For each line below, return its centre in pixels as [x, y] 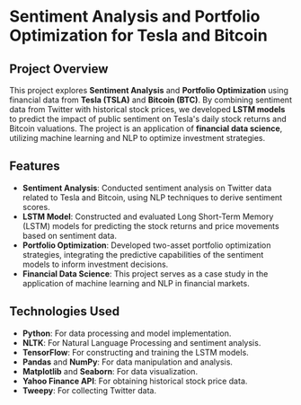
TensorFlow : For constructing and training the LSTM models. [135, 352]
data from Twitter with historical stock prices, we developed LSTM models [147, 109]
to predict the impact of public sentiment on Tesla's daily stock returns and [148, 119]
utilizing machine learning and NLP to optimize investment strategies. [137, 138]
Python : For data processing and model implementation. [127, 333]
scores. [36, 207]
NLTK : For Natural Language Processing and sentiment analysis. [142, 342]
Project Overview [59, 69]
